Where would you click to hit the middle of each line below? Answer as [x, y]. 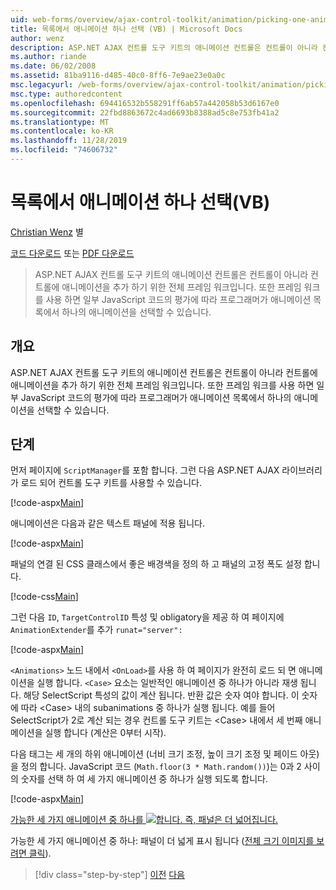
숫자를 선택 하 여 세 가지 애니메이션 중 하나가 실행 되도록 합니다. [144, 779]
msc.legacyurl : [42, 85]
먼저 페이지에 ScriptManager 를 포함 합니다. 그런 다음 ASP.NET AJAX [145, 470]
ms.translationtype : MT [60, 122]
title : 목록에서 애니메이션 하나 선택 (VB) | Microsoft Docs [126, 29]
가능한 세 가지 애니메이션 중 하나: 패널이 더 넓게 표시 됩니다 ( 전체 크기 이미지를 [162, 841]
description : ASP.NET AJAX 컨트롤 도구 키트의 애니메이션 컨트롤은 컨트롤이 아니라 [164, 47]
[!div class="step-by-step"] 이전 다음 [109, 875]
